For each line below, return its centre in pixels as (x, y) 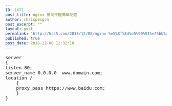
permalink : (17, 34)
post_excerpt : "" (24, 24)
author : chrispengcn (27, 19)
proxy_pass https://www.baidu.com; (61, 88)
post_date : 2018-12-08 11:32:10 (40, 43)
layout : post (19, 29)
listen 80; (19, 68)
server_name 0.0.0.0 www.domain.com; (54, 73)
